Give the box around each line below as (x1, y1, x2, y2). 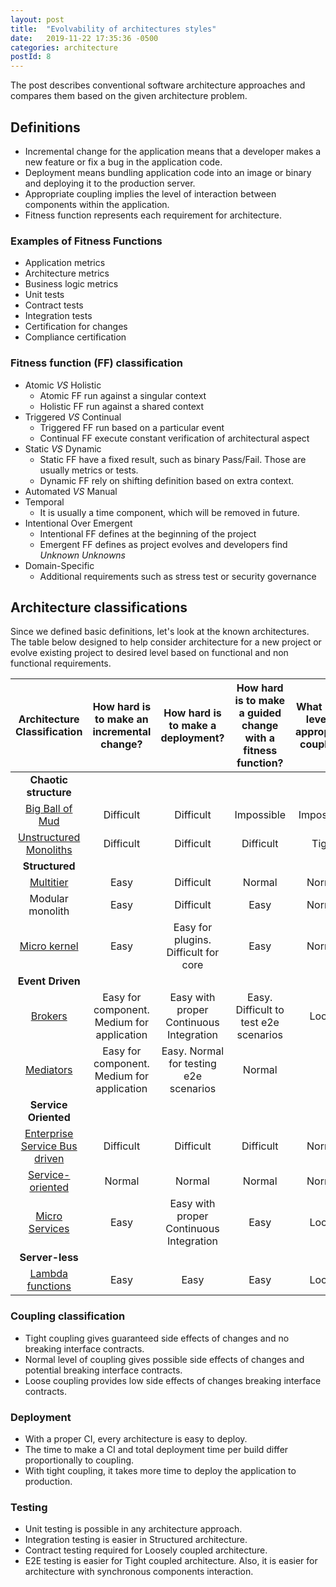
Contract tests (24, 299, 84, 311)
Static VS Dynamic (24, 442, 102, 455)
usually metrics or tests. (39, 464, 139, 476)
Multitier (29, 876, 69, 890)
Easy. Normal (161, 1044, 225, 1058)
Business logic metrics (24, 278, 119, 290)
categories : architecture (10, 42, 118, 53)
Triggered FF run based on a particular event (39, 421, 225, 433)
